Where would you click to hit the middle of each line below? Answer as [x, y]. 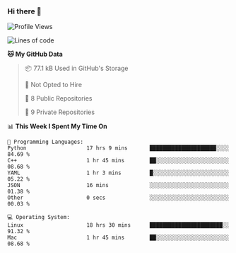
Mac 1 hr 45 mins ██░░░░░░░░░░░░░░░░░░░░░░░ [118, 238]
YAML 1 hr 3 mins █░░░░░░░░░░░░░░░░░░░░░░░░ [118, 173]
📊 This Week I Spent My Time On [57, 126]
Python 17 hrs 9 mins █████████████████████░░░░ [118, 148]
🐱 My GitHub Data [35, 54]
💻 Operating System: [39, 218]
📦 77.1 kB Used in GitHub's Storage [76, 68]
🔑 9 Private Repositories [60, 112]
